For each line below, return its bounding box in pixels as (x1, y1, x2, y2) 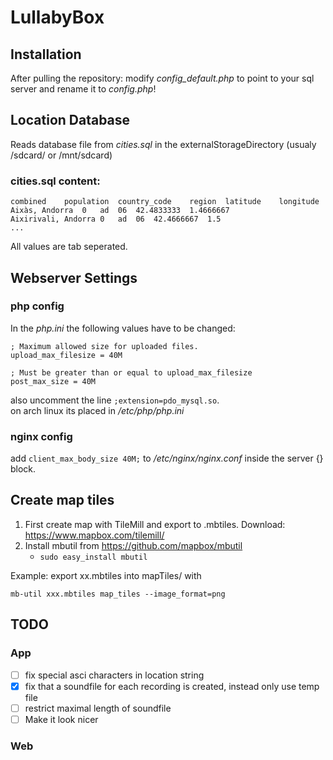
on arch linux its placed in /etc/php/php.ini (10, 404, 185, 416)
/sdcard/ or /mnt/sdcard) (10, 149, 113, 161)
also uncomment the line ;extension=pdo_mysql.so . (10, 394, 220, 406)
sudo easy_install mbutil (39, 552, 148, 562)
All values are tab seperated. (10, 241, 128, 253)
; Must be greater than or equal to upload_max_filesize (10, 367, 253, 378)
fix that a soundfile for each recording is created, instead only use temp (24, 680, 320, 692)
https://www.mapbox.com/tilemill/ (24, 529, 165, 541)
